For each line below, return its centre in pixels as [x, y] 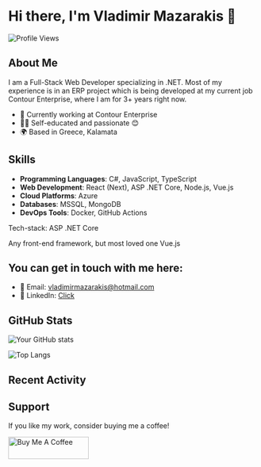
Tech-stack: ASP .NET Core [54, 228]
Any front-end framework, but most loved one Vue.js [94, 243]
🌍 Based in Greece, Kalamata [68, 132]
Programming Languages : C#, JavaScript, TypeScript [108, 178]
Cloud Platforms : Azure [59, 195]
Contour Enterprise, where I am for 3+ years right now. [98, 99]
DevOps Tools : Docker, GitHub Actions [83, 212]
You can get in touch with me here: [96, 268]
